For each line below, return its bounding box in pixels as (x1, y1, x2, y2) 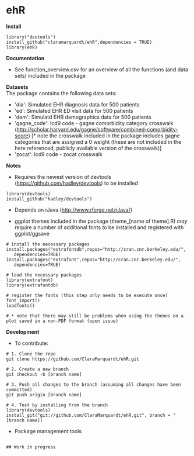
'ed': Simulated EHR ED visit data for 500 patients (14, 107, 133, 114)
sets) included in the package (14, 72, 86, 79)
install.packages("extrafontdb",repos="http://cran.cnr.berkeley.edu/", (6, 246, 186, 252)
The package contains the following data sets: (6, 89, 117, 96)
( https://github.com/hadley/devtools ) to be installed (14, 179, 139, 186)
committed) (6, 386, 33, 392)
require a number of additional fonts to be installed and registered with (14, 223, 184, 231)
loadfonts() (6, 302, 35, 309)
